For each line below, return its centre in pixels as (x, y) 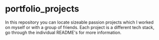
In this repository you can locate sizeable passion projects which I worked (79, 22)
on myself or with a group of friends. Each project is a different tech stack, (80, 27)
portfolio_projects (42, 9)
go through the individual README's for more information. (63, 32)
